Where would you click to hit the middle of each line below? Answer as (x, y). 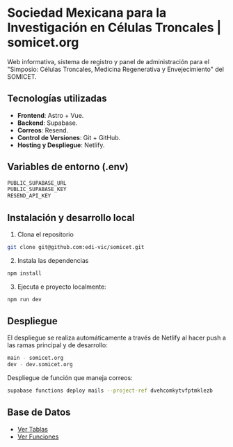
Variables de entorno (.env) (68, 167)
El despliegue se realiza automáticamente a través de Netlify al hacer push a (116, 338)
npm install (24, 273)
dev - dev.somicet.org (40, 365)
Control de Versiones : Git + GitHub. (69, 137)
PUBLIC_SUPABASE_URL (37, 183)
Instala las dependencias (53, 260)
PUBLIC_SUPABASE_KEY (37, 190)
